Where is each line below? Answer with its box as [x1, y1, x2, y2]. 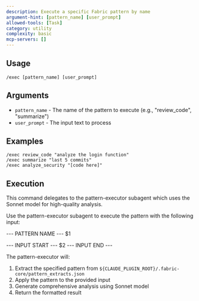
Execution [6, 178, 45, 188]
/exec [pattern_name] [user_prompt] [6, 74, 97, 80]
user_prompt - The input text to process [14, 119, 111, 126]
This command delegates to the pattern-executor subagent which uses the [6, 194, 190, 201]
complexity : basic [6, 31, 52, 37]
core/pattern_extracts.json [14, 271, 85, 277]
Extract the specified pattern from [14, 265, 98, 272]
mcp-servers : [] [6, 36, 46, 42]
